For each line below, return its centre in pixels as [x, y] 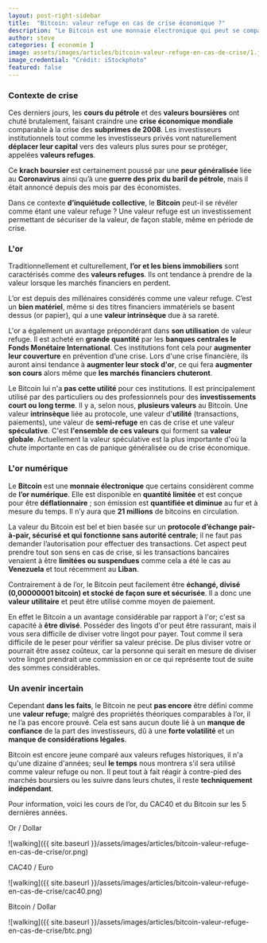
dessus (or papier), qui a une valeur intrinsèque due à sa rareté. [114, 315]
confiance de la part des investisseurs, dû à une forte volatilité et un [121, 730]
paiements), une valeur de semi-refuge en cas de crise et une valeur [121, 422]
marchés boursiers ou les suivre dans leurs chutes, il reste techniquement [130, 780]
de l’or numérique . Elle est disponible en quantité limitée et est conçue [125, 494]
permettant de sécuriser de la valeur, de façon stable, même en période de [131, 220]
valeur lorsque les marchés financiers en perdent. [89, 283]
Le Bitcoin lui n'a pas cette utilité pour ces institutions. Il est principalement [132, 389]
